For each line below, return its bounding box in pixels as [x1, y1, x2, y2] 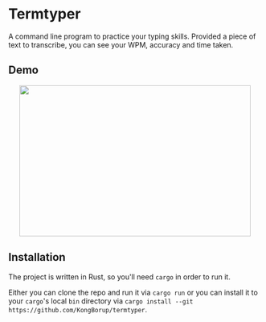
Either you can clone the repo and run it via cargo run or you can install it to [8, 287, 259, 297]
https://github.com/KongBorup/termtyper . [8, 304, 148, 314]
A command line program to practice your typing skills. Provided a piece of [8, 31, 256, 41]
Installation [8, 250, 66, 264]
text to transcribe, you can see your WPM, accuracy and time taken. [8, 39, 234, 49]
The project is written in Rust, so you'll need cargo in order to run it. [8, 271, 231, 282]
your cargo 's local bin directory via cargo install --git [8, 295, 194, 306]
